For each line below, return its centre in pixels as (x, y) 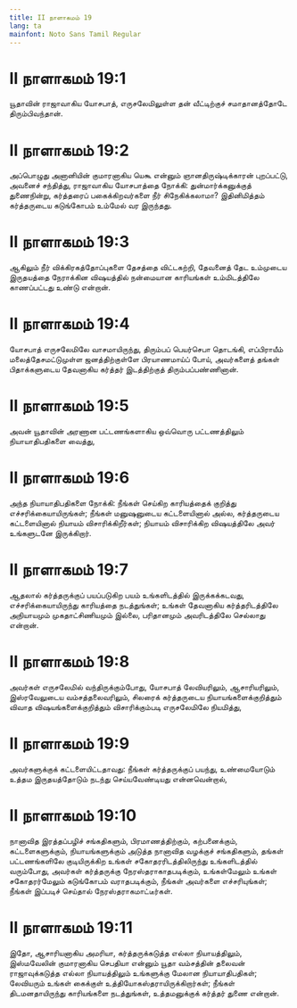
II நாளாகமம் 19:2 (69, 150)
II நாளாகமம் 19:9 (70, 744)
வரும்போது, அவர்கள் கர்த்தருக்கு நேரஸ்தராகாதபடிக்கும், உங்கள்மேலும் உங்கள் (143, 871)
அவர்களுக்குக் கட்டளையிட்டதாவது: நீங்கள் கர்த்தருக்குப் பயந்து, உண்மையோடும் (142, 769)
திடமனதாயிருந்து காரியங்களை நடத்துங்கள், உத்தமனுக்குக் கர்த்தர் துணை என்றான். (144, 993)
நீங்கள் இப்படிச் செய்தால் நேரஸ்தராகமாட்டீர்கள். (91, 891)
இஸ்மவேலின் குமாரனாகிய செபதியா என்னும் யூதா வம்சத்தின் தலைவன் (127, 963)
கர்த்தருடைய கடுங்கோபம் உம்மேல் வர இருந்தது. (91, 205)
